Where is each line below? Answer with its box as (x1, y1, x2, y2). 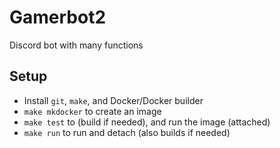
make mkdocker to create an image (23, 105, 162, 117)
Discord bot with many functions (9, 39, 144, 51)
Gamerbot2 (9, 6, 107, 29)
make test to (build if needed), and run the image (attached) (23, 116, 271, 128)
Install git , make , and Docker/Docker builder (23, 94, 204, 106)
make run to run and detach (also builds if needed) (23, 126, 231, 138)
